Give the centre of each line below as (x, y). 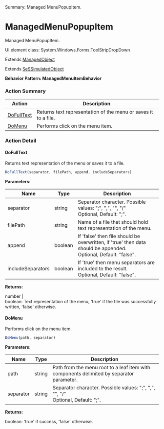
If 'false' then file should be (109, 236)
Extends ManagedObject (30, 59)
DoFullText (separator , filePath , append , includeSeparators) (69, 172)
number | (14, 296)
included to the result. (103, 269)
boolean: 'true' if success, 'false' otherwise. (49, 422)
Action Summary (25, 91)
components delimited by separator (93, 374)
